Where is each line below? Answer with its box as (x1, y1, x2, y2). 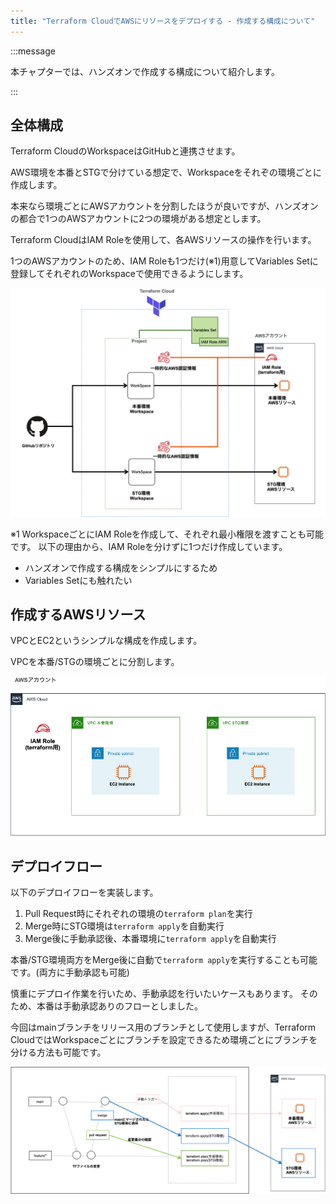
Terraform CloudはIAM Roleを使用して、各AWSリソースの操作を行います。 (10, 234, 317, 246)
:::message (10, 45, 56, 57)
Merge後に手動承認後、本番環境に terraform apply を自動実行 (24, 932, 277, 944)
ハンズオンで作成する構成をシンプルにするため (24, 561, 218, 574)
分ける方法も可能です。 (10, 1046, 107, 1058)
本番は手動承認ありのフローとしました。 (36, 1000, 203, 1012)
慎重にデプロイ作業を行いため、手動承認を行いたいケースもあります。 (10, 987, 298, 999)
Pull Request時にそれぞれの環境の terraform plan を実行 (24, 907, 253, 919)
